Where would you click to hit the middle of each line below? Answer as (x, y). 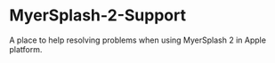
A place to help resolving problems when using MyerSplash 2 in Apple (138, 40)
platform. (26, 49)
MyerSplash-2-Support (98, 16)
